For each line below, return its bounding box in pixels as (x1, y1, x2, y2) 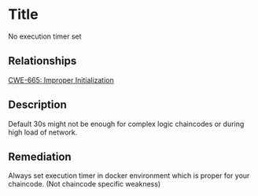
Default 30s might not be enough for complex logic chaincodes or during (8, 119, 245, 128)
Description (8, 98, 67, 112)
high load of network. (8, 128, 78, 137)
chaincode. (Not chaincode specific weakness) (8, 179, 161, 189)
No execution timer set (8, 31, 82, 41)
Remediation (8, 150, 72, 163)
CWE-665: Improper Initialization (8, 75, 114, 84)
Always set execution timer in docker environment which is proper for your (8, 171, 250, 180)
